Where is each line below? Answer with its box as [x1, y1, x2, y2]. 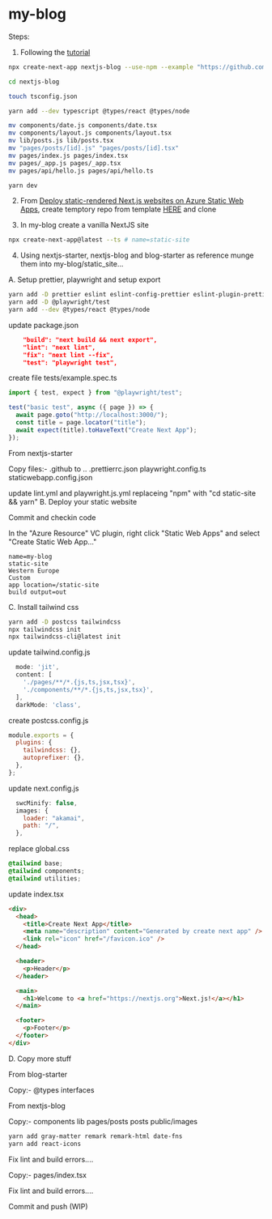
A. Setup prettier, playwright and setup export [8, 275, 161, 284]
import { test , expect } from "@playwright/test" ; [8, 389, 183, 397]
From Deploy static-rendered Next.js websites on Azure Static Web [19, 196, 244, 206]
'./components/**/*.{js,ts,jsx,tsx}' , [23, 685, 154, 693]
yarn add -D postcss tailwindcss [8, 617, 121, 626]
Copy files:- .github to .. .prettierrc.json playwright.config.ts [8, 463, 206, 474]
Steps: [8, 32, 30, 41]
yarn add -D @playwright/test [8, 298, 111, 306]
